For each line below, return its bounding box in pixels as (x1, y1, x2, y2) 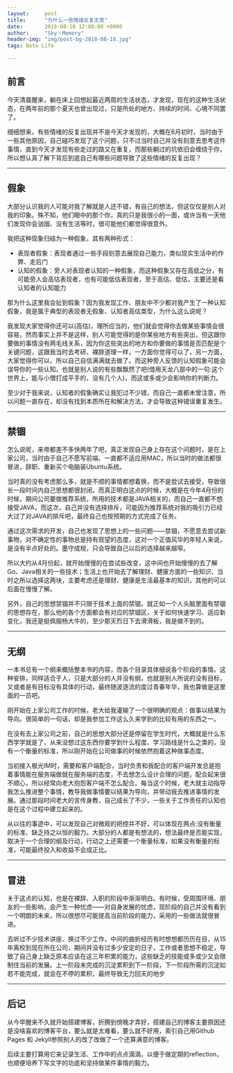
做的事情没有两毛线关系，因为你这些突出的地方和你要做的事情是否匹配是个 (12, 339, 226, 347)
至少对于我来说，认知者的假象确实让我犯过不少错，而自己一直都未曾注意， (7, 388, 220, 396)
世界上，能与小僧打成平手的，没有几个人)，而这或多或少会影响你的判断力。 (7, 374, 223, 382)
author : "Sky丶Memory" (7, 29, 85, 37)
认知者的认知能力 (17, 283, 67, 292)
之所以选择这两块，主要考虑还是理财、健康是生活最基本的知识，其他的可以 (12, 576, 226, 584)
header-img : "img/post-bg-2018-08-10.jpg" (7, 36, 132, 43)
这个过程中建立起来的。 (19, 805, 87, 813)
